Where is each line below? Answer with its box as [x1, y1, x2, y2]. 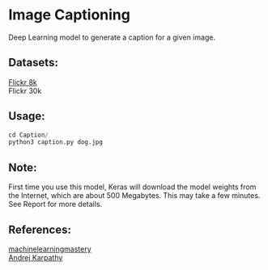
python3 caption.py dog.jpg [8, 138, 104, 146]
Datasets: [8, 56, 58, 70]
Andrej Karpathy [8, 252, 63, 262]
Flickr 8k [8, 77, 38, 86]
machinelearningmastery [8, 244, 91, 254]
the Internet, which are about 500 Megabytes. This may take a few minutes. [8, 191, 261, 200]
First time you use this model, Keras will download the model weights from [8, 182, 257, 192]
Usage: [8, 109, 46, 123]
